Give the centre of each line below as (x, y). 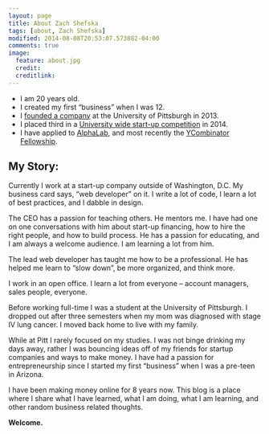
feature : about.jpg (48, 61)
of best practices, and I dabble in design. (76, 203)
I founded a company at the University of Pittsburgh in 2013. (119, 115)
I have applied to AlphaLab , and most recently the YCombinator (125, 133)
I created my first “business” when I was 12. (92, 107)
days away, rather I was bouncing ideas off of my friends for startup (121, 349)
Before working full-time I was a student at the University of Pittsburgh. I (128, 308)
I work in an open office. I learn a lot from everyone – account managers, (128, 284)
